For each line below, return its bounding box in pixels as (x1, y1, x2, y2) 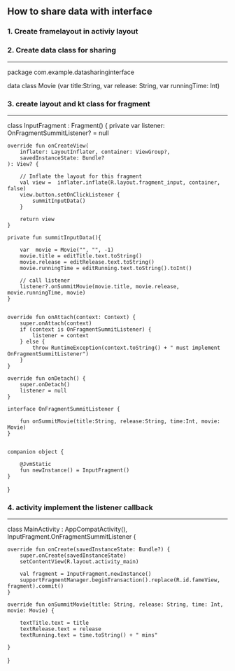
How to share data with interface (7, 6, 152, 17)
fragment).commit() (7, 583, 64, 590)
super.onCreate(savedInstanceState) (20, 552, 127, 559)
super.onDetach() (20, 381, 71, 388)
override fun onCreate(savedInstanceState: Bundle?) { (7, 546, 171, 553)
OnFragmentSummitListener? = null (7, 129, 110, 137)
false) (7, 185, 27, 192)
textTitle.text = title (20, 619, 90, 627)
